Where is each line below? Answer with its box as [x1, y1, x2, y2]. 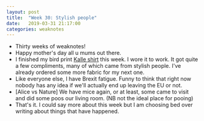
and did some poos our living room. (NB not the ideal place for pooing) [15, 95, 194, 102]
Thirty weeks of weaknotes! [15, 43, 86, 50]
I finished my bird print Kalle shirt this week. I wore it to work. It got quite [15, 56, 198, 63]
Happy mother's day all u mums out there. [15, 50, 121, 57]
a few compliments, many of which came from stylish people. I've [15, 62, 181, 70]
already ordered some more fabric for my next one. [15, 68, 145, 76]
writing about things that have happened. [15, 108, 119, 115]
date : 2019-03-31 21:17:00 [6, 20, 81, 26]
